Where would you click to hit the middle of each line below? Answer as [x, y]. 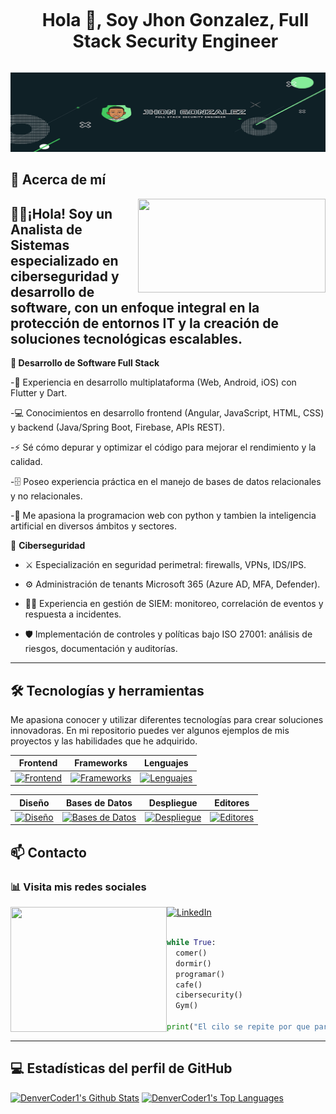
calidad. [26, 462]
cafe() [189, 985]
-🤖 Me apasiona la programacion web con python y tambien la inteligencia [163, 516]
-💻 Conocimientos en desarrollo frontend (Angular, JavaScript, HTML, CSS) [167, 413]
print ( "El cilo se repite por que [238, 1027]
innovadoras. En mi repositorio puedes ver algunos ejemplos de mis [150, 730]
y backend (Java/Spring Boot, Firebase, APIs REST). [117, 427]
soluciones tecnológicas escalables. [126, 338]
